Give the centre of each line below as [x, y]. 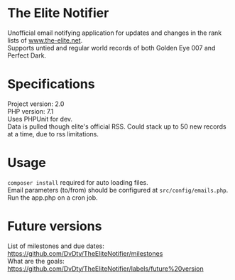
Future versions [55, 226]
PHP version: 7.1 [31, 111]
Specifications [51, 84]
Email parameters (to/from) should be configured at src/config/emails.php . [118, 190]
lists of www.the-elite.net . [45, 40]
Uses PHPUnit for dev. [40, 119]
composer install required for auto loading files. [78, 182]
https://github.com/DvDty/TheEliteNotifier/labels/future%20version [105, 269]
